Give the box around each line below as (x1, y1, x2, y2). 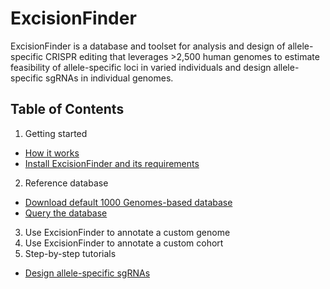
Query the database (24, 207, 108, 219)
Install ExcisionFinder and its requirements (24, 157, 200, 169)
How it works (24, 147, 80, 159)
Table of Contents (10, 101, 125, 118)
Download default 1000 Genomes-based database (24, 196, 233, 208)
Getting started (24, 127, 88, 139)
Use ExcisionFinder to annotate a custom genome (24, 226, 231, 238)
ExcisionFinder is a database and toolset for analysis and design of (10, 40, 286, 52)
